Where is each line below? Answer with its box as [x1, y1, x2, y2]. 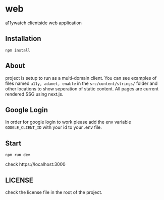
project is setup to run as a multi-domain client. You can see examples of [5, 75, 157, 81]
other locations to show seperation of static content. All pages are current [5, 85, 159, 91]
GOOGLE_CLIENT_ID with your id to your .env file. [5, 124, 102, 130]
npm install [5, 47, 30, 53]
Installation [5, 34, 41, 43]
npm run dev [5, 153, 30, 158]
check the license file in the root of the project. [5, 189, 102, 195]
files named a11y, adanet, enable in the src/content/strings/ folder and [5, 80, 158, 86]
